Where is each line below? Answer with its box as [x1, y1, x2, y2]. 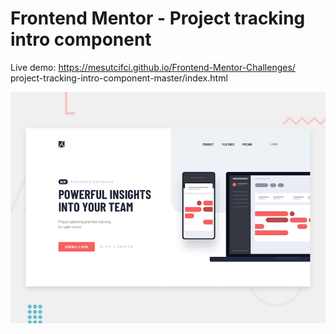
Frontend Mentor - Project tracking [10, 7, 306, 30]
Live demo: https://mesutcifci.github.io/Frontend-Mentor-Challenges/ [10, 61, 296, 73]
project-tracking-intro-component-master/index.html [10, 72, 228, 84]
